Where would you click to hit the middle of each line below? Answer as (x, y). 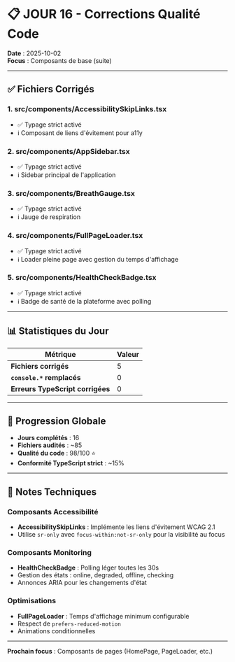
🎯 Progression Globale (57, 421)
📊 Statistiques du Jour (58, 331)
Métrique (60, 354)
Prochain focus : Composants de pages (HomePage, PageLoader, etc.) (110, 651)
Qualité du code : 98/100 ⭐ (57, 453)
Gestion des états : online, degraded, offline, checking (95, 575)
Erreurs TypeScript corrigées (60, 388)
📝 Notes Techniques (52, 492)
